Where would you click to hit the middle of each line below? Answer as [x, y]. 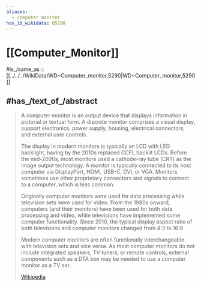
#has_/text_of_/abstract [52, 101]
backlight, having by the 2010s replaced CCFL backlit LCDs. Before [104, 153]
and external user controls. [54, 135]
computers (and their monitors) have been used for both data [97, 209]
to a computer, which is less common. [68, 184]
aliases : [17, 12]
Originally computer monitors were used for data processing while [103, 196]
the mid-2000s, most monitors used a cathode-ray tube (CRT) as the [106, 159]
